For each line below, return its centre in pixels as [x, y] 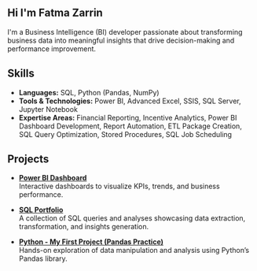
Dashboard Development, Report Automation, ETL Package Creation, [130, 126]
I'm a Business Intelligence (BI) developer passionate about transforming [125, 32]
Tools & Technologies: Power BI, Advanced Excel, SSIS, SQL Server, [130, 101]
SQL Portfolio [41, 210]
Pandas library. [43, 258]
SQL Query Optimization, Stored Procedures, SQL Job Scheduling [125, 134]
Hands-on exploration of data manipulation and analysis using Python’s [134, 251]
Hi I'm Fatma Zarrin [55, 13]
